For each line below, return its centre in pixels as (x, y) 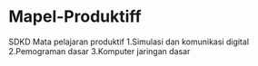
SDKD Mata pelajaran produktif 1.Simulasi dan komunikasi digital (129, 42)
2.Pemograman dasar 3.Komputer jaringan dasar (99, 51)
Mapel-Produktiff (75, 17)
